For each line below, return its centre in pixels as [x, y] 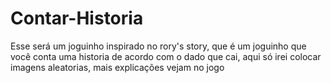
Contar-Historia [77, 18]
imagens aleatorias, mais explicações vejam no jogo [117, 67]
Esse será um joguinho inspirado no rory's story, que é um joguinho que [158, 46]
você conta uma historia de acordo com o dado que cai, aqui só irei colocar [166, 56]
